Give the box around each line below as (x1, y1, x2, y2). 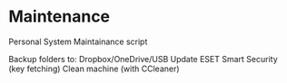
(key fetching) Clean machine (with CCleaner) (8, 63, 180, 74)
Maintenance (8, 6, 111, 27)
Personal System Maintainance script (8, 36, 148, 47)
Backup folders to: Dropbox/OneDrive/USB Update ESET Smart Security (8, 53, 278, 64)
